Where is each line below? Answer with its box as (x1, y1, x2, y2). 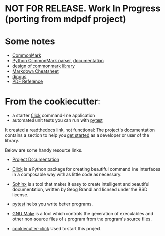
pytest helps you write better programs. (12, 201, 93, 207)
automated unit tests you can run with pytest (12, 118, 103, 123)
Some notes (5, 36, 55, 47)
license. (12, 192, 29, 197)
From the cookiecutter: (5, 96, 101, 107)
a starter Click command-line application (12, 112, 95, 118)
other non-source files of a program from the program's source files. (12, 216, 152, 222)
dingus (12, 74, 27, 79)
